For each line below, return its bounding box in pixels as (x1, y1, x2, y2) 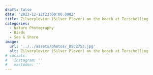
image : (5, 39, 19, 44)
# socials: (5, 53, 28, 58)
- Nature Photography (9, 26, 54, 31)
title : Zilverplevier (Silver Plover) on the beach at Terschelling (5, 16, 149, 21)
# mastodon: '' (5, 62, 41, 67)
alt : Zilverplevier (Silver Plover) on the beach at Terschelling (9, 48, 149, 53)
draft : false (5, 7, 32, 12)
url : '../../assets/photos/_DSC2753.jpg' (9, 44, 96, 49)
